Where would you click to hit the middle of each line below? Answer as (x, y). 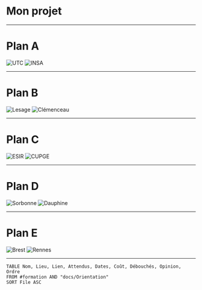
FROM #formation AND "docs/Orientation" (58, 277)
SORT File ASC (24, 282)
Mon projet (34, 11)
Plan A (23, 46)
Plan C (23, 139)
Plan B (22, 93)
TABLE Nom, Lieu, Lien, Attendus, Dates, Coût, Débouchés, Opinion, (94, 266)
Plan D (23, 186)
